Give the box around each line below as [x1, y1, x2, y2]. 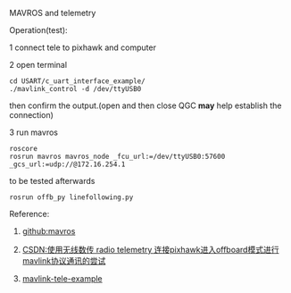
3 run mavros [9, 127, 58, 138]
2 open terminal [9, 60, 68, 70]
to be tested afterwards [9, 176, 96, 186]
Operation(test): [9, 25, 69, 35]
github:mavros [21, 226, 76, 236]
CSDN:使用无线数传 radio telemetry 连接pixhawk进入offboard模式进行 [21, 245, 279, 255]
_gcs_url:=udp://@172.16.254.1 [9, 160, 126, 169]
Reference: [9, 209, 50, 219]
